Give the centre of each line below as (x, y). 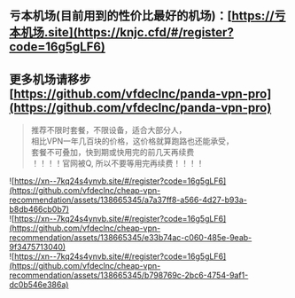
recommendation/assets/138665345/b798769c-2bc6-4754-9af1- (129, 275)
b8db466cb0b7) (39, 209)
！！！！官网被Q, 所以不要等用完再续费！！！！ (117, 163)
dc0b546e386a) (39, 285)
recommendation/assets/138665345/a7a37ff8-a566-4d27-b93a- (128, 200)
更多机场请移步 (50, 79)
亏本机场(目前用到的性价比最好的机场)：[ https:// (142, 16)
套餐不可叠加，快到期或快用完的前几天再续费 (113, 153)
